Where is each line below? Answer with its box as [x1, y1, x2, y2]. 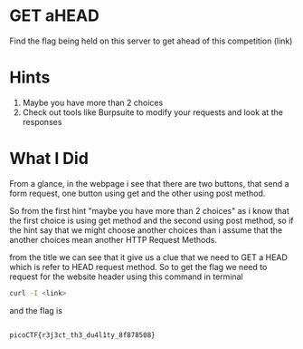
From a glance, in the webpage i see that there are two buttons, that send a [9, 178, 289, 189]
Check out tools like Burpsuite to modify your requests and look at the [22, 106, 283, 118]
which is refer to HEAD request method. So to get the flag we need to [9, 261, 268, 272]
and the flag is [9, 305, 63, 315]
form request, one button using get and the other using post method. [9, 188, 266, 199]
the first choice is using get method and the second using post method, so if [9, 215, 294, 226]
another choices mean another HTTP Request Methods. [9, 234, 217, 245]
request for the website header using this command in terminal [9, 271, 243, 282]
